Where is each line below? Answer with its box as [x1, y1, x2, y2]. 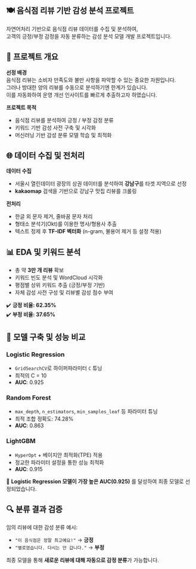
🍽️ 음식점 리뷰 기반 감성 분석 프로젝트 [6, 5, 134, 16]
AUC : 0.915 [14, 465, 43, 472]
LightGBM [6, 437, 36, 446]
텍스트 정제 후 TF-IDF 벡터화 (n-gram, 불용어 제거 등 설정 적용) [14, 228, 162, 235]
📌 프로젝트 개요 [6, 52, 58, 62]
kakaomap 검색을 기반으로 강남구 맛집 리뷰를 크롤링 [14, 187, 137, 195]
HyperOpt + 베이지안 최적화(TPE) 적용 [14, 451, 103, 458]
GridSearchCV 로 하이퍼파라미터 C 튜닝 [14, 364, 102, 372]
